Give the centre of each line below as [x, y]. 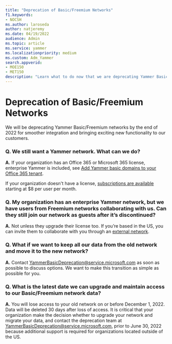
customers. [17, 138]
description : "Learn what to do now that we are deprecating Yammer [80, 77]
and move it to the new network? [47, 251]
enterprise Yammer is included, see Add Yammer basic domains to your [81, 168]
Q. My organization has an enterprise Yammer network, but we [85, 202]
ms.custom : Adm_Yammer [29, 58]
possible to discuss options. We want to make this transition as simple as [82, 268]
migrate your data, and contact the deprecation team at [63, 320]
